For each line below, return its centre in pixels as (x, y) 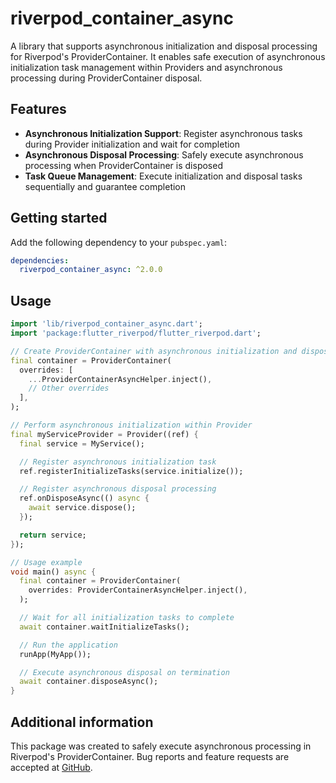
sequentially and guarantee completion (105, 186)
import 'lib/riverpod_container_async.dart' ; (106, 324)
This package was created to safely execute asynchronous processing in (161, 746)
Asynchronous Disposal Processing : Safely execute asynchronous (164, 154)
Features (38, 109)
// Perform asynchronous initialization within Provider (131, 425)
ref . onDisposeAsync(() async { (84, 498)
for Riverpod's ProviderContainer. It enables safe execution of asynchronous (168, 56)
